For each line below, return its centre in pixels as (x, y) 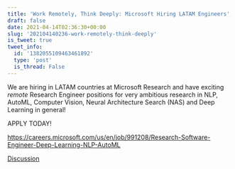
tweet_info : (25, 47)
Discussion (23, 158)
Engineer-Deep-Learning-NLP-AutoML (64, 145)
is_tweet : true (30, 40)
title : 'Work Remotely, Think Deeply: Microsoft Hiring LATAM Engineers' (119, 14)
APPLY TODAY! (29, 123)
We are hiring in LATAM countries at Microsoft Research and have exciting (116, 87)
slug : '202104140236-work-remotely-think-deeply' (82, 34)
